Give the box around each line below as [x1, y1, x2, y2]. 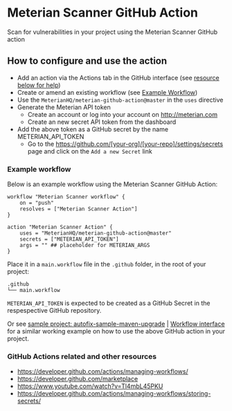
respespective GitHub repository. [7, 307, 102, 315]
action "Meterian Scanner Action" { [7, 223, 113, 231]
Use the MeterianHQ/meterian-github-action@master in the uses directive [17, 95, 224, 104]
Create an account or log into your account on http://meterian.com [27, 110, 218, 118]
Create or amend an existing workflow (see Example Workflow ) [17, 88, 198, 96]
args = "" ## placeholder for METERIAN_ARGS [19, 242, 150, 249]
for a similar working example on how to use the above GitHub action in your [7, 327, 226, 336]
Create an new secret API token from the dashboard [27, 118, 177, 126]
